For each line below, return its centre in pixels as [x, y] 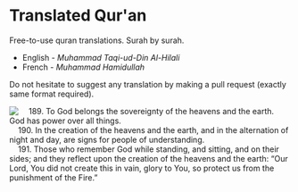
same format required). [52, 94]
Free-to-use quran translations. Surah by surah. [97, 40]
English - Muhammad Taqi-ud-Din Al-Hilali [101, 57]
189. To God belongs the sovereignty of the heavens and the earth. [151, 111]
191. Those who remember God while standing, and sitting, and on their [148, 149]
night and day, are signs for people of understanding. [107, 139]
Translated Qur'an [78, 16]
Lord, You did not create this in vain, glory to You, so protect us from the [142, 168]
